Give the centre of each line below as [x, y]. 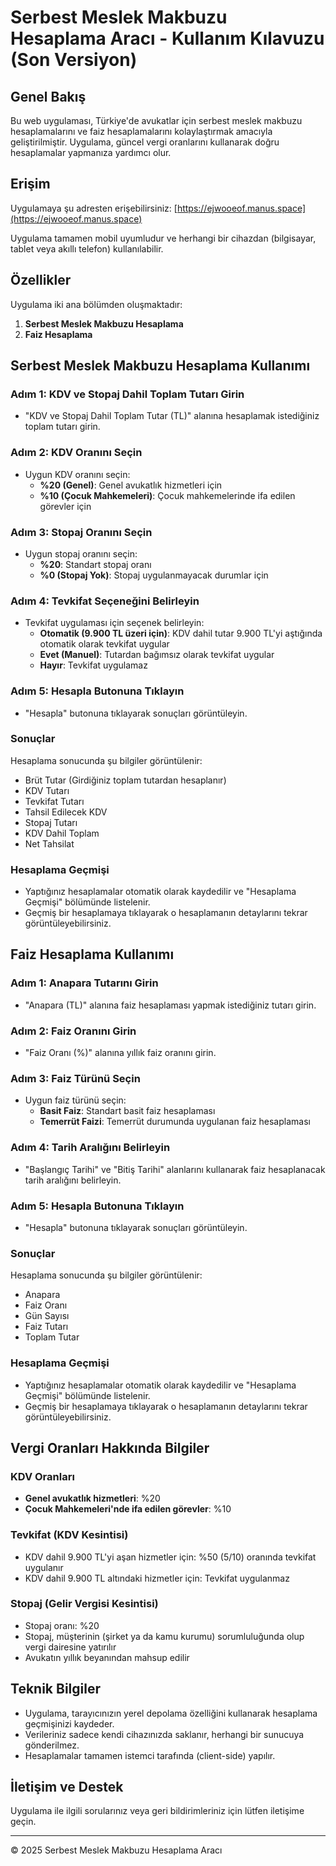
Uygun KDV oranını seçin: [77, 474]
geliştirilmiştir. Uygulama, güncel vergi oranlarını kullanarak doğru [145, 142]
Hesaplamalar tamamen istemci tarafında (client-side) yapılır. [150, 1755]
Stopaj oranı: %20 [62, 1625]
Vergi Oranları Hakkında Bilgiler [110, 1447]
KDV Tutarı [47, 790]
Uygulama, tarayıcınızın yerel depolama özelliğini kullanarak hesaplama [171, 1713]
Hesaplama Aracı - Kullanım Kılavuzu [167, 38]
